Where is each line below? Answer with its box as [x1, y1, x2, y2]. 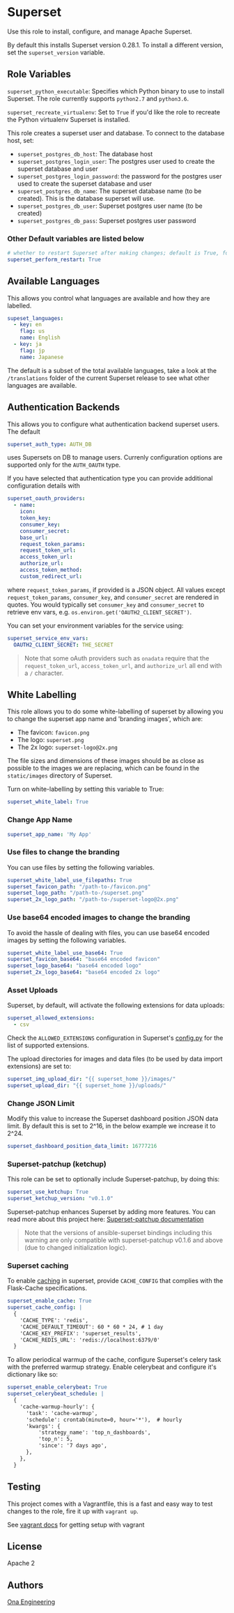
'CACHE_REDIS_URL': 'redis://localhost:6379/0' [19, 1336, 160, 1343]
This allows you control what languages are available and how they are [7, 294, 210, 302]
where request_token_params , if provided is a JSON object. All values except [7, 585, 226, 593]
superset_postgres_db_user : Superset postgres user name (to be [17, 202, 203, 210]
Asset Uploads [7, 985, 58, 994]
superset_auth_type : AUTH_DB [7, 441, 92, 448]
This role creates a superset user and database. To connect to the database [7, 128, 225, 137]
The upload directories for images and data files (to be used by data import [7, 1054, 223, 1063]
